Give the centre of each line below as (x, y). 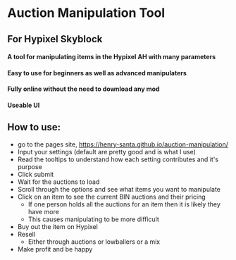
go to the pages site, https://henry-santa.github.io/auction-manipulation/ (123, 144)
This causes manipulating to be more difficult (94, 219)
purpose (30, 166)
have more (44, 211)
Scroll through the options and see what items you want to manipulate (119, 189)
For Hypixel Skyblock (55, 39)
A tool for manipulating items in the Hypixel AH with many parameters (112, 57)
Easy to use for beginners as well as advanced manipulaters (97, 73)
